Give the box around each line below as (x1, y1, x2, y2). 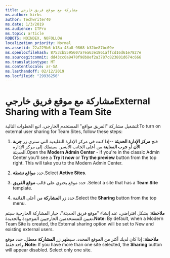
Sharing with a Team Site (5, 106, 112, 118)
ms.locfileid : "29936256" (5, 74, 60, 79)
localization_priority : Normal (5, 41, 71, 46)
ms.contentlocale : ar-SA (5, 64, 58, 69)
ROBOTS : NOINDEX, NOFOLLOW (5, 36, 62, 41)
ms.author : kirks (5, 12, 42, 17)
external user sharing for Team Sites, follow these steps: (5, 128, 123, 135)
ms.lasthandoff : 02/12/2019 (5, 69, 65, 74)
